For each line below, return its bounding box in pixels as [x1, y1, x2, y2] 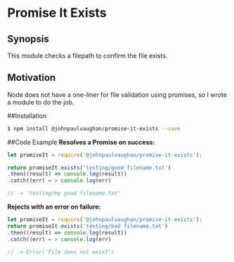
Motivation [7, 72, 56, 84]
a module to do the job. [7, 98, 74, 106]
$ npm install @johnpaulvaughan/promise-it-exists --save [7, 125, 181, 132]
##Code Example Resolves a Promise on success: [7, 138, 155, 146]
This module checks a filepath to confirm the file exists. [7, 51, 168, 60]
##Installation [7, 111, 47, 120]
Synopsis [7, 33, 49, 45]
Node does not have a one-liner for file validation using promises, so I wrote [7, 90, 227, 99]
